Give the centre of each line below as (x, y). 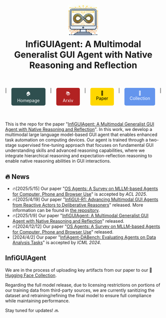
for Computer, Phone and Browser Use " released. (63, 232)
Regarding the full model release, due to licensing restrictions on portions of (83, 285)
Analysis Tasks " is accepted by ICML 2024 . (57, 242)
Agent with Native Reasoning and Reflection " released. (68, 221)
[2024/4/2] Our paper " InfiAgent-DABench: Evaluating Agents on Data (84, 237)
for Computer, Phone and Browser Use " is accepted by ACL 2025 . (80, 194)
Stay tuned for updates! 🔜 (32, 310)
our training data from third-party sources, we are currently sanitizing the (80, 290)
